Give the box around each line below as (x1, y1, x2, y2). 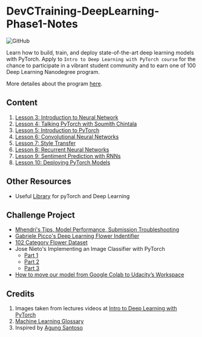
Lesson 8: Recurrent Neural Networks (15, 145, 109, 153)
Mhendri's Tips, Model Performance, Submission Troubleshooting (15, 226, 180, 233)
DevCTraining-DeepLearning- (6, 4, 160, 18)
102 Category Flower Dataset (15, 239, 88, 246)
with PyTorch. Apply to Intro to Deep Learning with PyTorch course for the (6, 55, 196, 62)
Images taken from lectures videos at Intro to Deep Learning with (15, 305, 177, 312)
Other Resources (6, 176, 71, 187)
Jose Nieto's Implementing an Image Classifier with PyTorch (15, 245, 165, 253)
